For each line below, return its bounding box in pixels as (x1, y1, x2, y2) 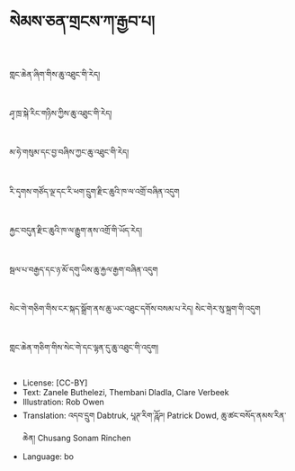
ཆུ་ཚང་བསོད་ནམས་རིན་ (220, 410, 287, 421)
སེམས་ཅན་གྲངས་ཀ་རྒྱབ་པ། (9, 12, 156, 32)
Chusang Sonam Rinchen (37, 432, 132, 443)
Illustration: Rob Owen (22, 396, 105, 407)
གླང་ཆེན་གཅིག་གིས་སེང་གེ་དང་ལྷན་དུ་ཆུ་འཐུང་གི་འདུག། (9, 342, 159, 353)
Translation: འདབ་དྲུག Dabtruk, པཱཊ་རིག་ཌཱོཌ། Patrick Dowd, (22, 410, 219, 421)
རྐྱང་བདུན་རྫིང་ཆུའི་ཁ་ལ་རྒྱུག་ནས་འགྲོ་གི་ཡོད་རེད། (9, 225, 142, 236)
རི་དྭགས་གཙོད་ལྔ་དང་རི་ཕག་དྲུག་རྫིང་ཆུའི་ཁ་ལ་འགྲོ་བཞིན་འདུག (9, 186, 180, 196)
